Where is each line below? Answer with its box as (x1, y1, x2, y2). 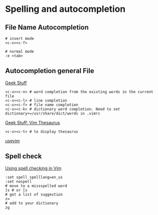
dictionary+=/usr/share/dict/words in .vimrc (5, 111, 100, 116)
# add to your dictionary (5, 201, 58, 206)
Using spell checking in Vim (5, 165, 62, 171)
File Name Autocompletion (5, 23, 89, 32)
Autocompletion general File (5, 67, 94, 75)
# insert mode (5, 36, 35, 41)
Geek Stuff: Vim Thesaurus (5, 119, 60, 125)
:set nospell (5, 179, 32, 184)
